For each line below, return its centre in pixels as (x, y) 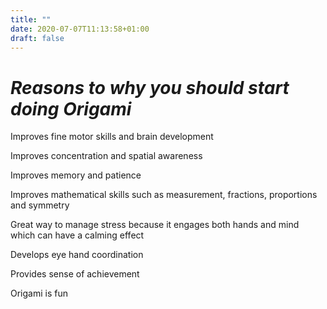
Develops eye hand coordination (77, 255)
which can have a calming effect (77, 235)
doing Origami (71, 108)
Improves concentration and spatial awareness (106, 156)
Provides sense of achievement (75, 274)
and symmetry (40, 205)
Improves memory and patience (76, 175)
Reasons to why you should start (150, 87)
